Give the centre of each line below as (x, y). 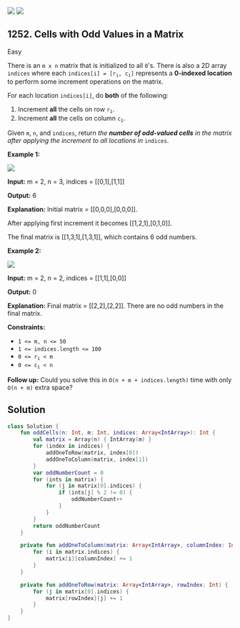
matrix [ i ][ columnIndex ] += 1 (89, 559)
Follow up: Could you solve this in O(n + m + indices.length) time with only (120, 379)
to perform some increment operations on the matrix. (86, 81)
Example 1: (24, 154)
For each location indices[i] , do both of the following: (88, 96)
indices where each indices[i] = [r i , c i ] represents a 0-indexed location (120, 74)
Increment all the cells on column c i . (71, 118)
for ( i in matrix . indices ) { (76, 552)
